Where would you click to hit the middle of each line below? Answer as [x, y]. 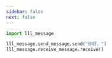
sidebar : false [25, 12]
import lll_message [30, 33]
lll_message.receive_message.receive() [55, 50]
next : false [21, 17]
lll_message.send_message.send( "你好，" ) [56, 44]
